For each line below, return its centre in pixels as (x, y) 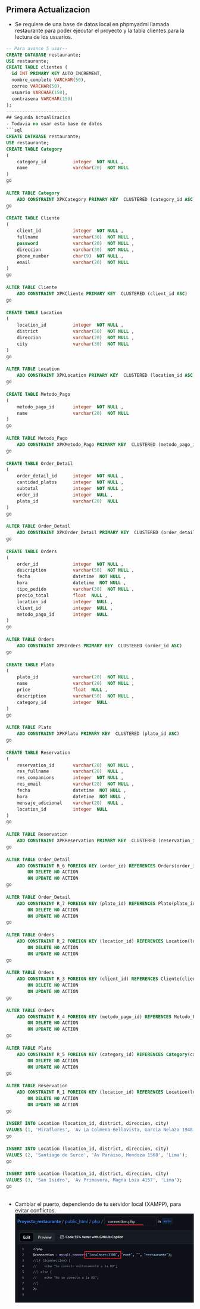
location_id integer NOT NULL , (70, 325)
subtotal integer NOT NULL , (70, 489)
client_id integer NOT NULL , (70, 231)
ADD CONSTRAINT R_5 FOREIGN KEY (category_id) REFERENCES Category (102, 1054)
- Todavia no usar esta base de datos (54, 124)
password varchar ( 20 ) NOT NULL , (76, 243)
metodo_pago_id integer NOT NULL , (70, 407)
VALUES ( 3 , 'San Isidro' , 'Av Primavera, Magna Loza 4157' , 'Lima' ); (94, 1180)
